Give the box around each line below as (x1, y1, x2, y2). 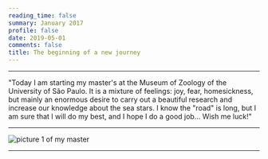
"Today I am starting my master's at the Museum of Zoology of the (8, 78, 227, 87)
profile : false (8, 26, 59, 34)
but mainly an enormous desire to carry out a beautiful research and (8, 95, 233, 104)
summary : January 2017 (8, 19, 84, 27)
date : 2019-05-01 (8, 33, 66, 42)
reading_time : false (8, 11, 77, 20)
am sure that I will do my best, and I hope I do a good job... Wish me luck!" (8, 112, 253, 121)
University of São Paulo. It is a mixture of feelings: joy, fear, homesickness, (8, 87, 254, 95)
